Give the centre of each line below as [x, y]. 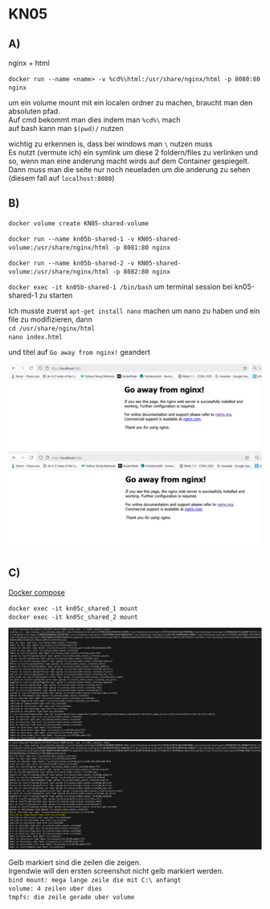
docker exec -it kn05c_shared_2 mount [73, 617]
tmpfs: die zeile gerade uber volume [72, 897]
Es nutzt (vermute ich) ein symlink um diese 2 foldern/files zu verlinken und [133, 152]
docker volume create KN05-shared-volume [79, 223]
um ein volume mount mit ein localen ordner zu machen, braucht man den [131, 103]
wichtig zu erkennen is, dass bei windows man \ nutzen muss [110, 144]
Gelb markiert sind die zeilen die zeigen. [75, 862]
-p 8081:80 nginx [141, 247]
